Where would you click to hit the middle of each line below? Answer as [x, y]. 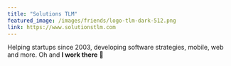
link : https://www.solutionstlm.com [61, 27]
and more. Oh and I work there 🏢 [55, 55]
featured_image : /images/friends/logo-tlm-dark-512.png [92, 21]
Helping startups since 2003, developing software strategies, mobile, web [116, 48]
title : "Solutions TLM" [43, 14]
